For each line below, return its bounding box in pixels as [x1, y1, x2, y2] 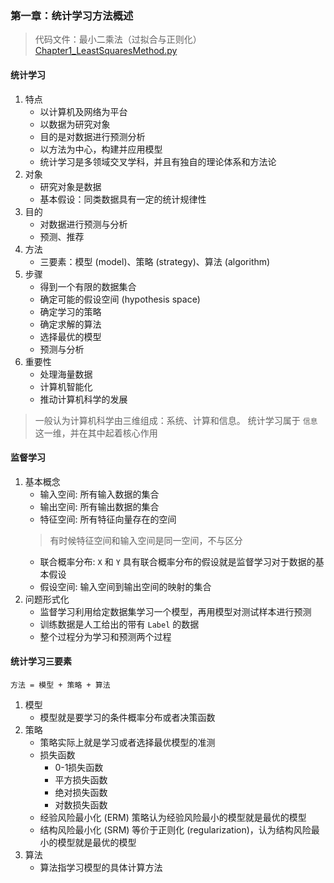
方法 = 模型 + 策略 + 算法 [10, 680, 111, 690]
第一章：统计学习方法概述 [10, 8, 134, 22]
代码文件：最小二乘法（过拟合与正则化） [34, 33, 202, 46]
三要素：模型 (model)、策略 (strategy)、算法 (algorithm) [39, 255, 271, 267]
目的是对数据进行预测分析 [39, 130, 146, 142]
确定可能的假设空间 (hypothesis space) [39, 293, 201, 305]
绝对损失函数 [54, 786, 108, 798]
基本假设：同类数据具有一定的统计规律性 [39, 193, 207, 205]
